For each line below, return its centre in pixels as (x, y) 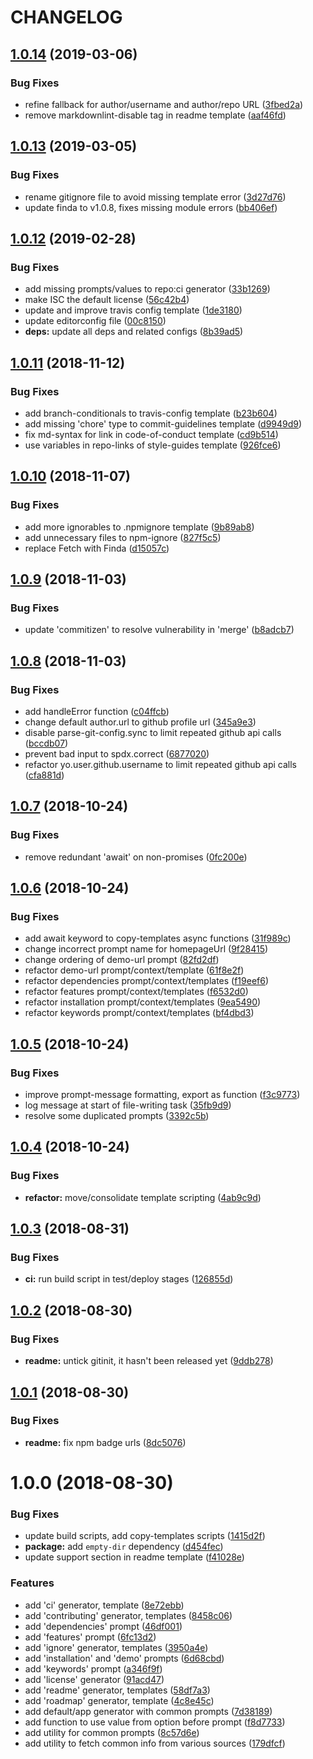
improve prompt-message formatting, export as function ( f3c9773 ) (162, 1095)
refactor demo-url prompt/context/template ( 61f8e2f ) (134, 970)
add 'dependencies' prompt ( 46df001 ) (103, 1626)
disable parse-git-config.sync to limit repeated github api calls (153, 732)
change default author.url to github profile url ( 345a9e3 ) (140, 722)
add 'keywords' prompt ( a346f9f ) (93, 1668)
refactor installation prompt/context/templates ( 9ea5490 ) (143, 1002)
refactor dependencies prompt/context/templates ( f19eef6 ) (147, 981)
